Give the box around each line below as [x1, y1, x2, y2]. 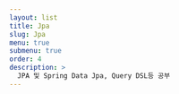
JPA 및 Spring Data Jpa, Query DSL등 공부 [17, 72, 171, 81]
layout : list [9, 13, 58, 22]
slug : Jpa [9, 30, 47, 38]
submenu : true [9, 47, 63, 56]
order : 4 [9, 55, 42, 64]
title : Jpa [9, 21, 50, 30]
